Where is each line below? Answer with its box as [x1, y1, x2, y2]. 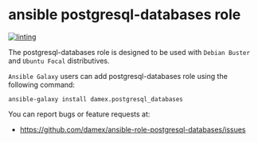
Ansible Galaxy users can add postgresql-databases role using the [8, 71, 229, 81]
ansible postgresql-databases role [8, 6, 241, 24]
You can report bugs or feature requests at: [8, 109, 150, 119]
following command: [8, 80, 76, 89]
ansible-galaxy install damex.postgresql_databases [8, 95, 183, 103]
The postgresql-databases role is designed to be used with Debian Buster [8, 47, 251, 57]
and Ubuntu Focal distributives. [8, 56, 110, 65]
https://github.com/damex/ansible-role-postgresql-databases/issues [19, 124, 246, 134]
